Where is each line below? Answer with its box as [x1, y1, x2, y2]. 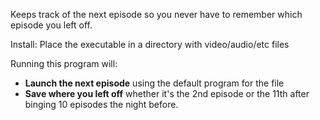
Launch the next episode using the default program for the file [24, 77, 285, 89]
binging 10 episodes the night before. [24, 99, 179, 110]
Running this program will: [10, 58, 118, 69]
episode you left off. [10, 19, 93, 31]
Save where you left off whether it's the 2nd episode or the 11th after [24, 88, 310, 99]
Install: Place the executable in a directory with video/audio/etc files [10, 39, 290, 50]
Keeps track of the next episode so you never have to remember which [10, 9, 303, 20]
